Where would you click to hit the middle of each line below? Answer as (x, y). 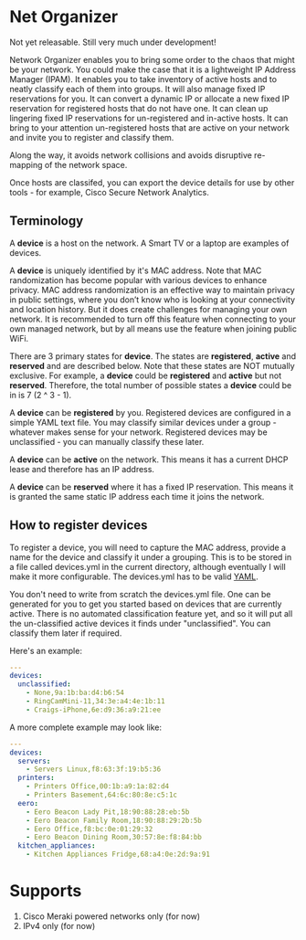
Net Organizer (64, 17)
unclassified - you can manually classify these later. (107, 441)
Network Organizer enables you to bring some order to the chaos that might (152, 59)
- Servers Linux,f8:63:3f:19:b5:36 (94, 769)
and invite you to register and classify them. (92, 137)
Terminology (47, 221)
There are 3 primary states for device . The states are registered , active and (153, 356)
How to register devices (79, 526)
